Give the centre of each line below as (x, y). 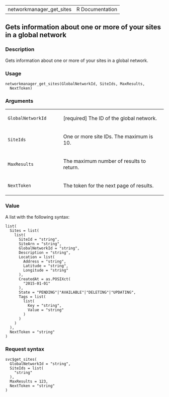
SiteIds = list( (27, 368)
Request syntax (25, 349)
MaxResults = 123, (29, 381)
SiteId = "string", (39, 239)
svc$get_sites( (21, 359)
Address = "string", (45, 261)
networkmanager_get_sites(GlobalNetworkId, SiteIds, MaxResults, (75, 84)
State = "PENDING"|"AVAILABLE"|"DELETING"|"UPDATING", (77, 292)
